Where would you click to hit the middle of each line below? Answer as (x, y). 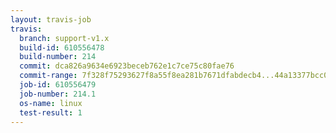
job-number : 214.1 (58, 94)
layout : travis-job (51, 19)
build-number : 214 (58, 57)
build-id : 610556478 (62, 47)
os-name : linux (51, 103)
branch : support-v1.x (64, 38)
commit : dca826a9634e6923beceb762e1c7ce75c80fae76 (127, 66)
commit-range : (48, 76)
